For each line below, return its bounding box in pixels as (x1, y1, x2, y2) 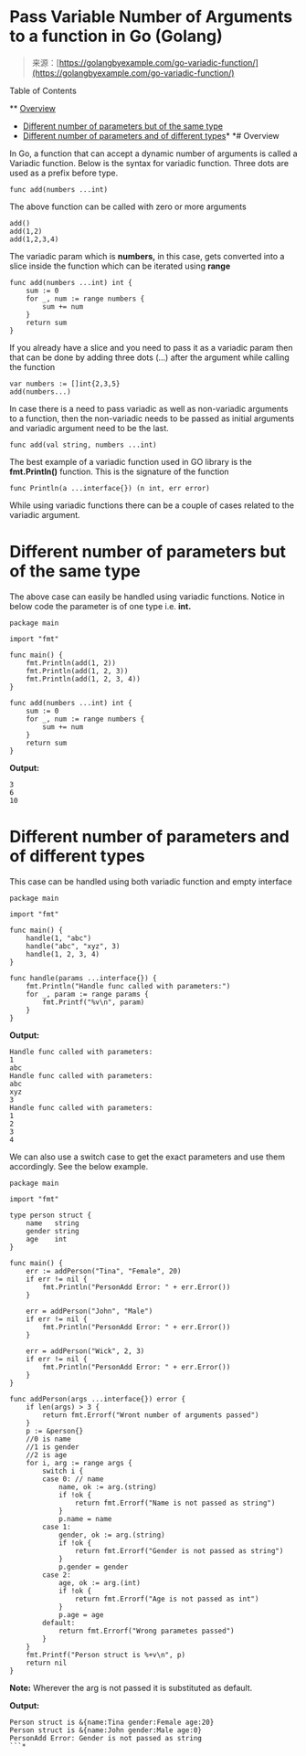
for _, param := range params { (26, 989, 149, 999)
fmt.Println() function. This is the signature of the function (9, 466, 230, 477)
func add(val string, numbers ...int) (9, 440, 157, 450)
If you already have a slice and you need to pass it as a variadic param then (9, 342, 294, 353)
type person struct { (9, 1211, 92, 1220)
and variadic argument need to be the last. (9, 422, 169, 433)
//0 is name (26, 1434, 71, 1444)
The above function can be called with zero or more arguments (9, 201, 247, 212)
